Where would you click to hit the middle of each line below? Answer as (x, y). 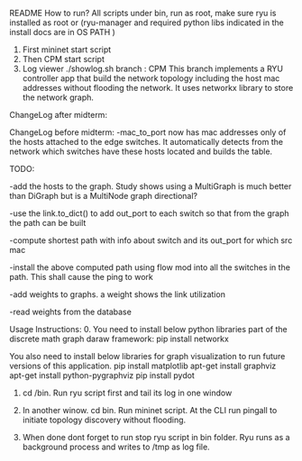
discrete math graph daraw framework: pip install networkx (119, 339)
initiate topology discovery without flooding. (104, 420)
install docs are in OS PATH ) (62, 32)
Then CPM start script (64, 59)
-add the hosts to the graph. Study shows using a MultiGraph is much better (151, 186)
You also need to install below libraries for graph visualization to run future (147, 356)
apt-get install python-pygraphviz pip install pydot (102, 375)
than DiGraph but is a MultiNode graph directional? (104, 196)
